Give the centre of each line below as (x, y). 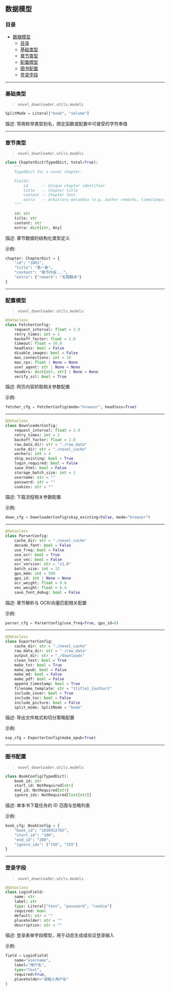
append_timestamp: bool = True (47, 684)
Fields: (22, 181)
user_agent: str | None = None (47, 367)
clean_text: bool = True (40, 660)
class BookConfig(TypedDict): (37, 776)
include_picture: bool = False (47, 703)
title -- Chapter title (51, 190)
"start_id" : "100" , (35, 835)
